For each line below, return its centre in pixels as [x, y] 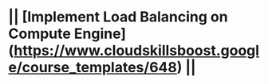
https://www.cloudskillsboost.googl [137, 51]
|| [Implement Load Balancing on [118, 17]
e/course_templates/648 [93, 68]
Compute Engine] [67, 34]
